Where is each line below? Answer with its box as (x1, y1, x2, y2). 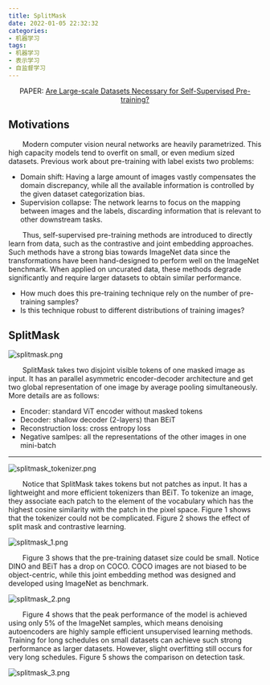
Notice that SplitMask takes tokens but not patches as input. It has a (22, 479, 247, 489)
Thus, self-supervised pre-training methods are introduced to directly (22, 230, 253, 239)
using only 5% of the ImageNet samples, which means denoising (8, 618, 223, 628)
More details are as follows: (8, 391, 100, 401)
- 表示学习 (8, 57, 40, 65)
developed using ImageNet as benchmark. (8, 579, 149, 589)
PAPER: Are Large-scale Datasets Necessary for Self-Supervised (19, 86, 235, 96)
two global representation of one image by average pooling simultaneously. (8, 382, 258, 392)
